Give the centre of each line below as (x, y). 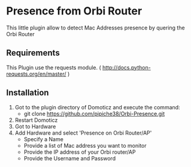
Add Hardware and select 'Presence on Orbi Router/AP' (83, 133)
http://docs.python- (127, 67)
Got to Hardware (35, 126)
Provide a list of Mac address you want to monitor (85, 145)
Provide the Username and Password (69, 158)
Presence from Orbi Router (74, 11)
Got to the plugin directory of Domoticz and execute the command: (98, 107)
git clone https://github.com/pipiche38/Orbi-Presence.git (94, 114)
